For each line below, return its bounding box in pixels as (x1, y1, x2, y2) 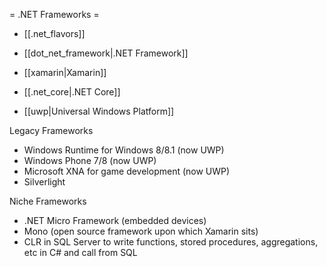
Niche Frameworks (9, 195, 87, 207)
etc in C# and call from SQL (23, 247, 138, 258)
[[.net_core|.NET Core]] (23, 86, 121, 98)
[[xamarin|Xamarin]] (23, 67, 107, 78)
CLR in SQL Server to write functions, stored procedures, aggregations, (23, 236, 319, 248)
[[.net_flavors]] (23, 28, 86, 39)
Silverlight (23, 176, 66, 188)
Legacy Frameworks (9, 125, 94, 136)
